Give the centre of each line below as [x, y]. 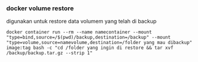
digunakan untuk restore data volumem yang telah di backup [82, 21]
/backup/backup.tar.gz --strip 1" [50, 53]
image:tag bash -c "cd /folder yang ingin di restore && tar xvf [90, 48]
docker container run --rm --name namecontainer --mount [79, 32]
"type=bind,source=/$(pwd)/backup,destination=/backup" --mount [88, 38]
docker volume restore [40, 8]
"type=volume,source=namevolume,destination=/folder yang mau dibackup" [99, 43]
